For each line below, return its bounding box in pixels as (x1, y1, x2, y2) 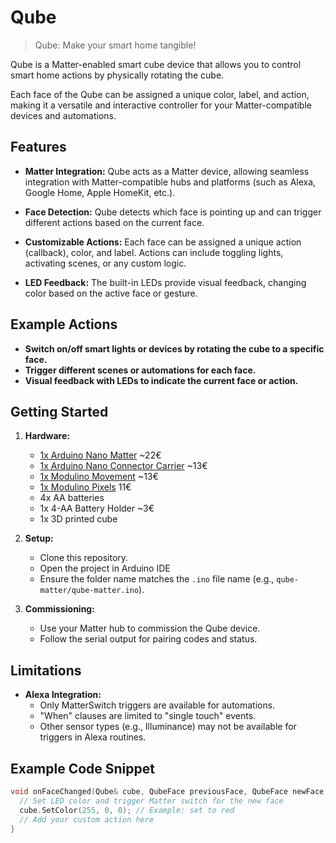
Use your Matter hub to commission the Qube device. (39, 622, 261, 635)
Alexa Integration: (24, 689, 102, 701)
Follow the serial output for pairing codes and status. (39, 633, 258, 645)
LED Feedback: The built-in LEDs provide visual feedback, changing (24, 276, 307, 288)
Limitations (10, 662, 82, 679)
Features (10, 139, 67, 156)
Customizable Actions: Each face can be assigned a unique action (24, 236, 302, 248)
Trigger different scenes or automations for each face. (24, 364, 257, 376)
